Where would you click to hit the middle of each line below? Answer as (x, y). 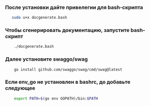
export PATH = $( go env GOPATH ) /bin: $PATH (56, 98)
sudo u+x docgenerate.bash (39, 18)
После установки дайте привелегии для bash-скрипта (74, 7)
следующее (20, 88)
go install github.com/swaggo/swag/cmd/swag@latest (68, 70)
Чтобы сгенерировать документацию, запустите (67, 30)
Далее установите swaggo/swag (46, 59)
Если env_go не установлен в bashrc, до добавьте (68, 82)
